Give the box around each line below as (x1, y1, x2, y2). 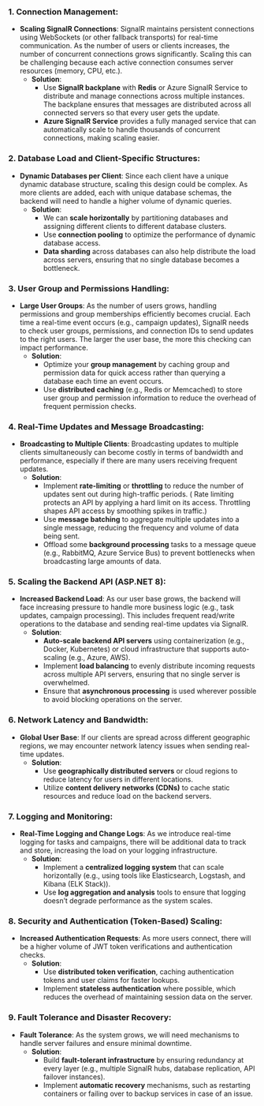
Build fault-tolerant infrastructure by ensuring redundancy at (43, 1055, 244, 1064)
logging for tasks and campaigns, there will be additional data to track (19, 838, 247, 847)
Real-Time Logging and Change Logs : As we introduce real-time (19, 829, 232, 838)
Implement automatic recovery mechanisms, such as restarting (43, 1080, 251, 1089)
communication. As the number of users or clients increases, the (19, 41, 230, 51)
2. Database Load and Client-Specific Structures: (8, 153, 201, 164)
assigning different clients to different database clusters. (43, 221, 227, 231)
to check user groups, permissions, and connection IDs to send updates (19, 326, 254, 336)
